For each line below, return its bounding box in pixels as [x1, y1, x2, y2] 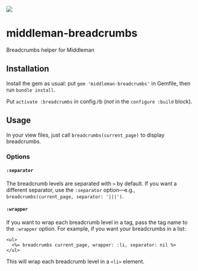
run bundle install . [6, 86, 56, 93]
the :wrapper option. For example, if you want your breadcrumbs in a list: [6, 225, 187, 232]
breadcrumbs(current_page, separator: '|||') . [6, 193, 124, 200]
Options [6, 152, 30, 161]
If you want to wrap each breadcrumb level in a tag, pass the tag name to [6, 219, 188, 226]
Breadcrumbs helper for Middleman [6, 46, 94, 54]
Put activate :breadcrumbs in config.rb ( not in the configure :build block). [6, 98, 193, 105]
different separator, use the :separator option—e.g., [6, 186, 135, 193]
